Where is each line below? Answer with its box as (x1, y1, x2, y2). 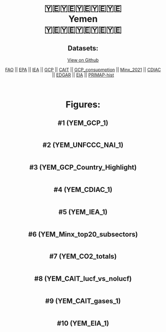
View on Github (67, 57, 99, 63)
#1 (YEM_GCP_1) (57, 119, 109, 127)
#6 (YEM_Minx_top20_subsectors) (28, 230, 138, 238)
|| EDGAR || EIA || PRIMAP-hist (52, 72, 114, 78)
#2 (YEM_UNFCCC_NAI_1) (42, 141, 124, 149)
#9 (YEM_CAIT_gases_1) (45, 297, 121, 305)
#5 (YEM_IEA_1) (58, 207, 108, 216)
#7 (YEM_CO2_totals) (49, 252, 117, 261)
